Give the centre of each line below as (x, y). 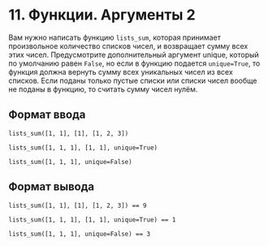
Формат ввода (47, 115)
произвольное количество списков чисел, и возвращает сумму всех (128, 45)
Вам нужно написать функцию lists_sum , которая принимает (115, 37)
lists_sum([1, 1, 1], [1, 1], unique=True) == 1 (92, 220)
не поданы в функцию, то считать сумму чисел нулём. (103, 89)
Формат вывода (52, 187)
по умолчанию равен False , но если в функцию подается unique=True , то (134, 63)
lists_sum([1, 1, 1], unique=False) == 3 (80, 234)
